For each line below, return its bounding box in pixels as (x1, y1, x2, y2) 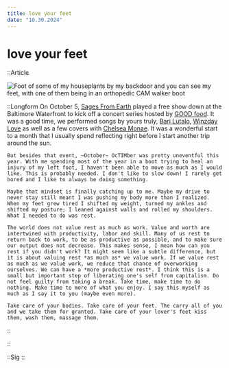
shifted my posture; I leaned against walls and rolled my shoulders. (7, 207, 213, 214)
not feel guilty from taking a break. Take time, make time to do (7, 279, 201, 286)
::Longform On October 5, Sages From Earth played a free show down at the (7, 102, 222, 111)
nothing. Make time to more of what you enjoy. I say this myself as (7, 284, 210, 292)
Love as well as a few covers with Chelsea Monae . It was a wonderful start (7, 124, 218, 133)
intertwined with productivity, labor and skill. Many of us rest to (7, 231, 210, 238)
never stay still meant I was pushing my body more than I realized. (7, 194, 210, 201)
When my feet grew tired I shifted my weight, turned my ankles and (7, 200, 207, 207)
